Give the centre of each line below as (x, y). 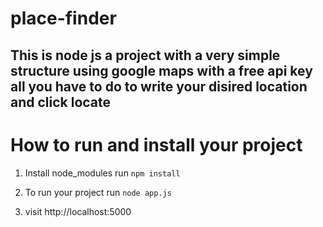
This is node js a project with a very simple (145, 55)
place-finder (63, 18)
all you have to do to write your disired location (159, 86)
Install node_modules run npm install (102, 173)
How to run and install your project (156, 144)
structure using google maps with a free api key (161, 70)
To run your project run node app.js (98, 192)
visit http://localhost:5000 (78, 211)
